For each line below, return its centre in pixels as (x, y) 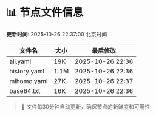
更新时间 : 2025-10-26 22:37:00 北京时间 (57, 34)
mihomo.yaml (29, 81)
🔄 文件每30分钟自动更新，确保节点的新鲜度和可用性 (86, 106)
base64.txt (25, 90)
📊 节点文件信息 (45, 12)
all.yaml (20, 61)
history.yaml (27, 71)
